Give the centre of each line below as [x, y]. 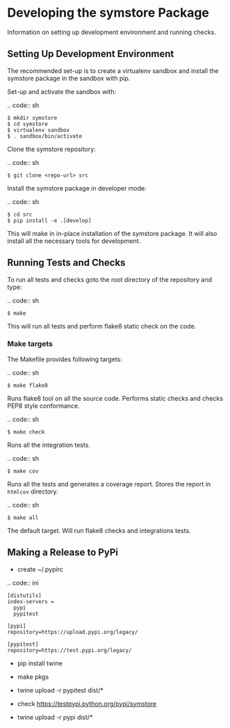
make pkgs [33, 676]
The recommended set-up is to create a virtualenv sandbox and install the [113, 70]
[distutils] [24, 595]
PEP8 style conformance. [43, 406]
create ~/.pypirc [40, 569]
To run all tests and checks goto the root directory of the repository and [110, 279]
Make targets [30, 344]
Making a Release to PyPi [63, 552]
